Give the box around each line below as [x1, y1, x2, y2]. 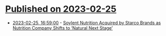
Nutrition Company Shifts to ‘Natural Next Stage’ [12, 25, 113, 31]
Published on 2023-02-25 [5, 3, 117, 15]
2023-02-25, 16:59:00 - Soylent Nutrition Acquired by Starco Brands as [12, 20, 161, 26]
